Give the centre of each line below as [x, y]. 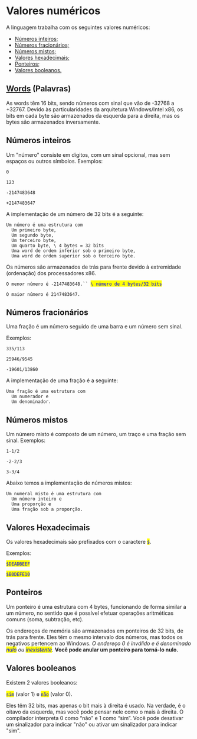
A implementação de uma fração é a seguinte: [62, 380]
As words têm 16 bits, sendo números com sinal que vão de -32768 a [90, 103]
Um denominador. [31, 402]
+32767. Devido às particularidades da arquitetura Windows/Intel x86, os [95, 109]
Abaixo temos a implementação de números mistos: [69, 483]
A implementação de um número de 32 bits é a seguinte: [75, 214]
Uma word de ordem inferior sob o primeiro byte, [73, 251]
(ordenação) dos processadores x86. [51, 273]
